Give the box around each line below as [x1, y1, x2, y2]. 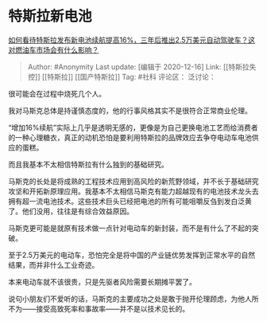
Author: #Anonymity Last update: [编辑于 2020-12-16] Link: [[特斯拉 [27, 61, 250, 72]
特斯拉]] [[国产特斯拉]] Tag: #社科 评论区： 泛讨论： [47, 72, 216, 81]
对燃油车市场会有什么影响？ [8, 45, 99, 54]
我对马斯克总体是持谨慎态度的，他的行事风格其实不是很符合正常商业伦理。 [8, 105, 252, 115]
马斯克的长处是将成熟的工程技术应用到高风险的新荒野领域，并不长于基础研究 [8, 176, 259, 186]
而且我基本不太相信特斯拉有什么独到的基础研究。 [8, 159, 168, 169]
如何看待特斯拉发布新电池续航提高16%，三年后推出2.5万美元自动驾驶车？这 [8, 35, 256, 45]
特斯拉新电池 [8, 7, 93, 25]
